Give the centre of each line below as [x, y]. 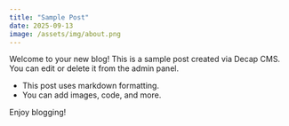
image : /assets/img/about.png [65, 34]
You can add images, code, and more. [92, 95]
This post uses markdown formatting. [91, 86]
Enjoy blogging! [38, 113]
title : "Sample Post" [49, 17]
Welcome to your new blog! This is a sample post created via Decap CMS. [145, 59]
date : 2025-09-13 [41, 26]
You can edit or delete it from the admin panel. [94, 68]
